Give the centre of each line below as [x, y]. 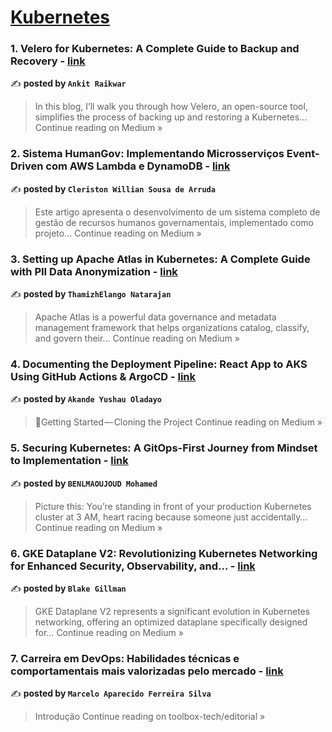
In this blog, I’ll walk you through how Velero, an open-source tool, [171, 107]
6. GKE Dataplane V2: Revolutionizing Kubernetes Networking [164, 553]
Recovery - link [48, 61]
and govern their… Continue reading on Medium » [137, 338]
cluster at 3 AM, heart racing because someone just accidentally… [171, 517]
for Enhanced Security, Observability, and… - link [133, 566]
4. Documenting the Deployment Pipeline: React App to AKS [159, 364]
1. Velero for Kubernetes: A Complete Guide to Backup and [155, 49]
